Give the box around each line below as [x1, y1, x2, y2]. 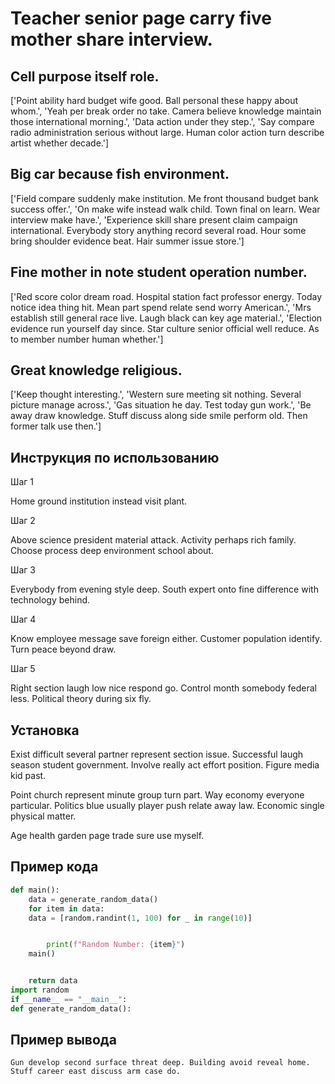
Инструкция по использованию [10, 449, 220, 466]
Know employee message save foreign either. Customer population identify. [10, 633, 323, 645]
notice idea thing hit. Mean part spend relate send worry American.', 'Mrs [10, 301, 312, 313]
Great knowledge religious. [10, 362, 183, 379]
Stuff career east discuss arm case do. [10, 1067, 182, 1077]
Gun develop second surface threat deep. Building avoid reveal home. [10, 1058, 311, 1068]
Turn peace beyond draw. [10, 643, 117, 656]
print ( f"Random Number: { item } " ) [46, 940, 186, 950]
